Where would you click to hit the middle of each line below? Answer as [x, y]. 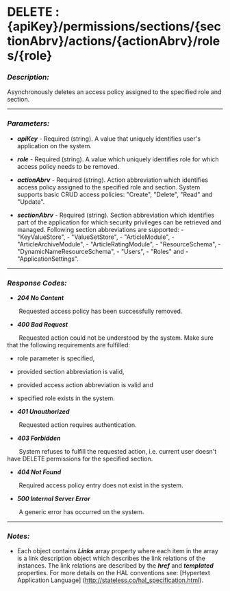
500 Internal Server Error [53, 499]
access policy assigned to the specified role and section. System [108, 187]
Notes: [18, 536]
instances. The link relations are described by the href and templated [115, 566]
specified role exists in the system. [66, 398]
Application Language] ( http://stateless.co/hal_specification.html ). [110, 580]
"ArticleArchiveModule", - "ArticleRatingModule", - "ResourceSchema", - [119, 244]
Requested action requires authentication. [78, 425]
